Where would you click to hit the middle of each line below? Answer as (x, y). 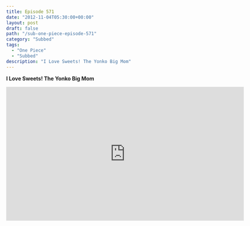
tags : (13, 45)
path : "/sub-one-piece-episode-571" (51, 34)
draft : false (22, 28)
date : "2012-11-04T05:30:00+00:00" (50, 17)
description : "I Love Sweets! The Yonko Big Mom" (69, 61)
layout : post (22, 23)
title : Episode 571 (30, 12)
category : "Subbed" (30, 39)
